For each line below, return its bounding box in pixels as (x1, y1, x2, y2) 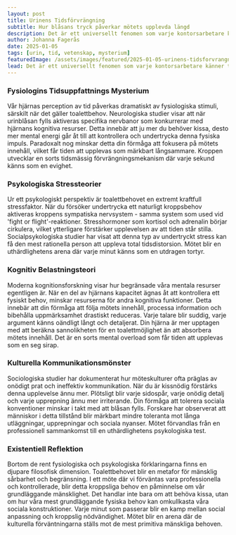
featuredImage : (7, 56, 52, 63)
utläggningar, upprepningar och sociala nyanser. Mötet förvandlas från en (7, 419, 221, 427)
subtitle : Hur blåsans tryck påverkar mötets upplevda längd (7, 23, 190, 30)
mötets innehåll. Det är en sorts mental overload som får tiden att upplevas (7, 333, 223, 342)
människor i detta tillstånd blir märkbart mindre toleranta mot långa (7, 411, 200, 420)
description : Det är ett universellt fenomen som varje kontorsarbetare (7, 30, 225, 37)
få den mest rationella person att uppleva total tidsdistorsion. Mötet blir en (7, 240, 221, 248)
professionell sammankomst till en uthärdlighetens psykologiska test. (7, 426, 207, 434)
